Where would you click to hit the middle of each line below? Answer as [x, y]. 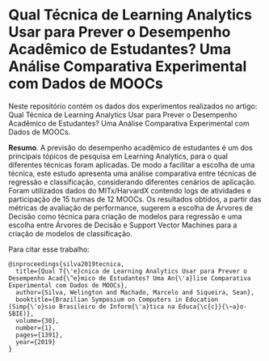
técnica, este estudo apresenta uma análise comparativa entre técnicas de [132, 173]
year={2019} [36, 342]
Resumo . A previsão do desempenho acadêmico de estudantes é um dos [130, 147]
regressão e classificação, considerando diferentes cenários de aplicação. [132, 182]
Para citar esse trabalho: [49, 249]
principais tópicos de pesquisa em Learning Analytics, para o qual [118, 156]
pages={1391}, [39, 335]
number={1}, [36, 328]
